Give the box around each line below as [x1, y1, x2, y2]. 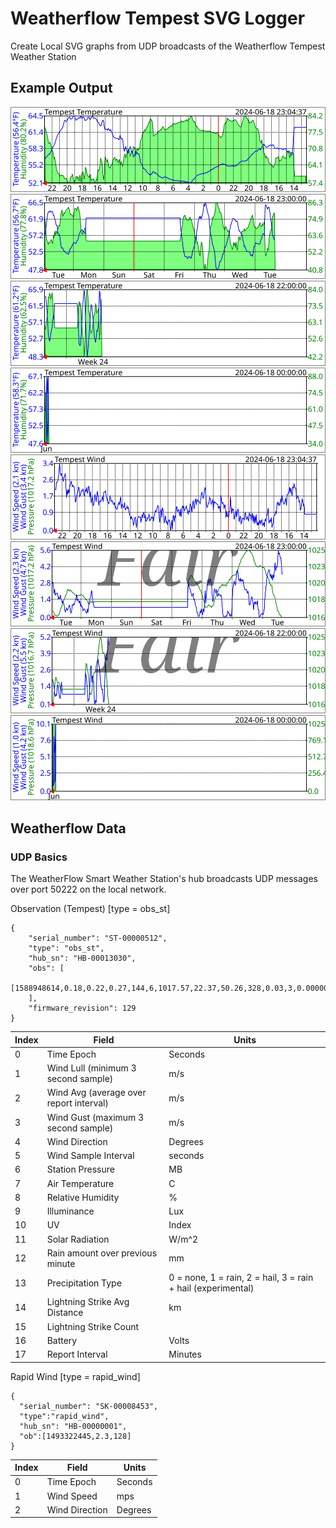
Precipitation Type [46, 1277, 122, 1289]
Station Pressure [46, 1163, 115, 1176]
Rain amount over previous [46, 1247, 158, 1259]
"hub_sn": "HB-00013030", [28, 953, 137, 964]
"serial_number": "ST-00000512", [28, 933, 168, 944]
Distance [46, 1307, 84, 1319]
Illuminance [46, 1205, 95, 1217]
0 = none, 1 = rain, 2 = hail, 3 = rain [168, 1272, 314, 1284]
